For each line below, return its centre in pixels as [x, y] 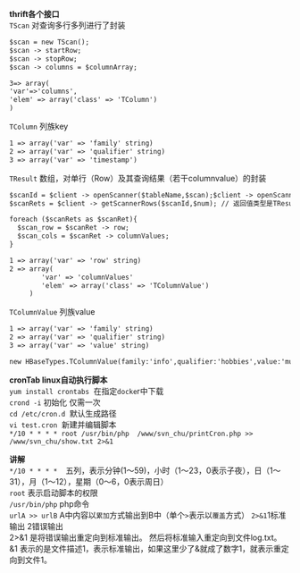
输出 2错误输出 [37, 526]
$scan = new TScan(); [50, 42]
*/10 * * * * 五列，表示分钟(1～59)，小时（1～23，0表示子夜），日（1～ [145, 470]
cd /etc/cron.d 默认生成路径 [63, 413]
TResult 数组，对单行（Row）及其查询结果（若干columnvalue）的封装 [138, 178]
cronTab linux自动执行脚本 [58, 380]
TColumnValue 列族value [52, 312]
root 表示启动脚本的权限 [54, 493]
